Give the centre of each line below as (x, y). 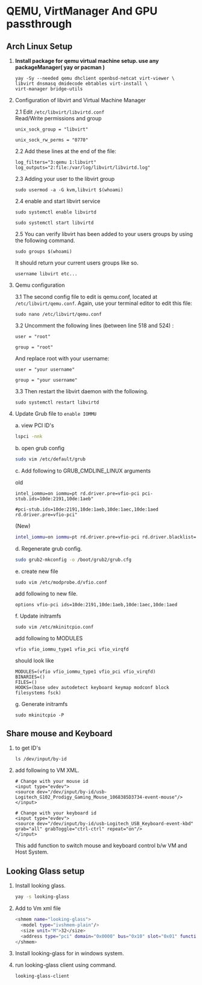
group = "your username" (46, 380)
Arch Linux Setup (39, 46)
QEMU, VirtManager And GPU (82, 11)
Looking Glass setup (46, 871)
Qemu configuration (40, 285)
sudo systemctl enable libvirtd (55, 212)
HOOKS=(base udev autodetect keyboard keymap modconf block (92, 687)
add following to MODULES (49, 638)
